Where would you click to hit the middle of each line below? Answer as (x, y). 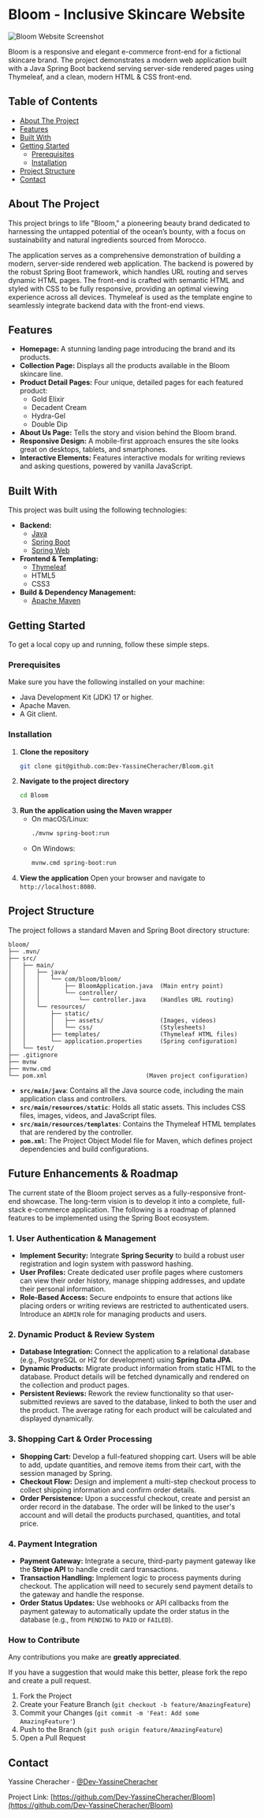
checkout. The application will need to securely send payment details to (136, 1585)
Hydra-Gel (48, 416)
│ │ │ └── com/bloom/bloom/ (65, 979)
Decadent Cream (59, 408)
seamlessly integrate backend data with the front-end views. (106, 305)
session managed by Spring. (66, 1473)
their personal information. (63, 1289)
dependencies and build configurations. (84, 1149)
